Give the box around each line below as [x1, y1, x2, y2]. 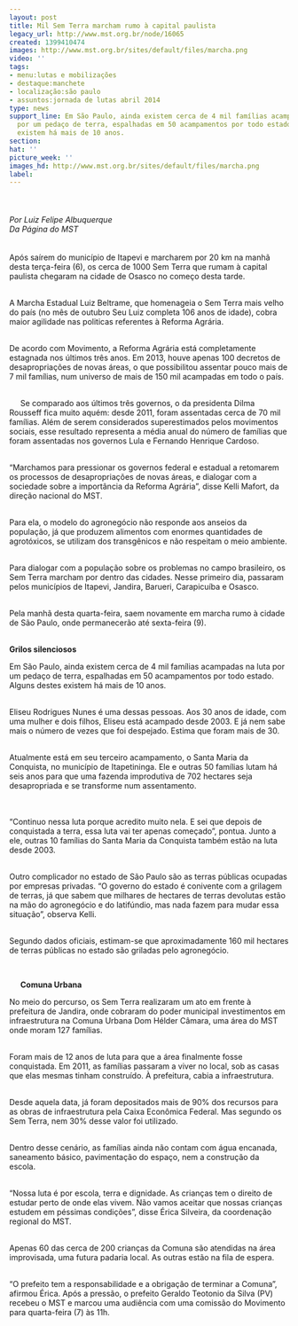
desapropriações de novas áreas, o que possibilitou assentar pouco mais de [9, 362, 288, 373]
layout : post [9, 12, 58, 22]
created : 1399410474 [9, 37, 86, 47]
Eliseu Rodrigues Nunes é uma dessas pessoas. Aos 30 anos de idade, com [9, 707, 286, 718]
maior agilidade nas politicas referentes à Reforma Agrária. [9, 317, 224, 327]
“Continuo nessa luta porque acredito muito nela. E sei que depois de [9, 817, 263, 828]
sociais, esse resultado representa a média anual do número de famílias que [9, 427, 287, 437]
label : [9, 169, 34, 178]
